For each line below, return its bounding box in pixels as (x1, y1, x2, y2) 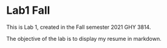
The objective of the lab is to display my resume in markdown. (6, 35, 162, 42)
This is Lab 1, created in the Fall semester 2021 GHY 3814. (6, 23, 151, 31)
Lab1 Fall (6, 4, 50, 17)
